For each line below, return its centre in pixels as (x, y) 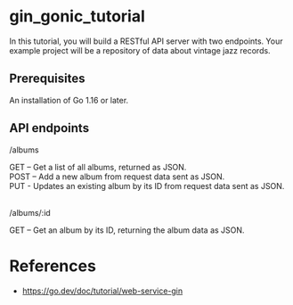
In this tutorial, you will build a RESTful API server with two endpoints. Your (146, 41)
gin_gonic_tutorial (77, 16)
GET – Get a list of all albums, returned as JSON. (98, 167)
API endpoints (49, 128)
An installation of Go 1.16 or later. (69, 100)
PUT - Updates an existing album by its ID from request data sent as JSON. (147, 185)
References (53, 266)
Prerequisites (47, 79)
